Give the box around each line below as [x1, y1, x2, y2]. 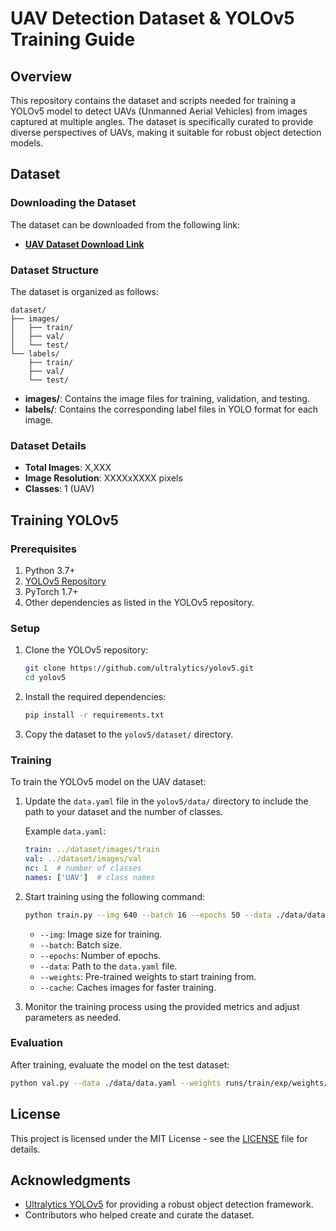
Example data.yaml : [24, 825, 107, 837]
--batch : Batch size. [39, 938, 122, 951]
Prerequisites [10, 542, 77, 556]
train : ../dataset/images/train [24, 845, 160, 855]
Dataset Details [10, 438, 87, 452]
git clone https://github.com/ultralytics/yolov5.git [24, 663, 254, 674]
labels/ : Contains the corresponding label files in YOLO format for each [24, 403, 319, 415]
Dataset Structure [10, 263, 100, 277]
